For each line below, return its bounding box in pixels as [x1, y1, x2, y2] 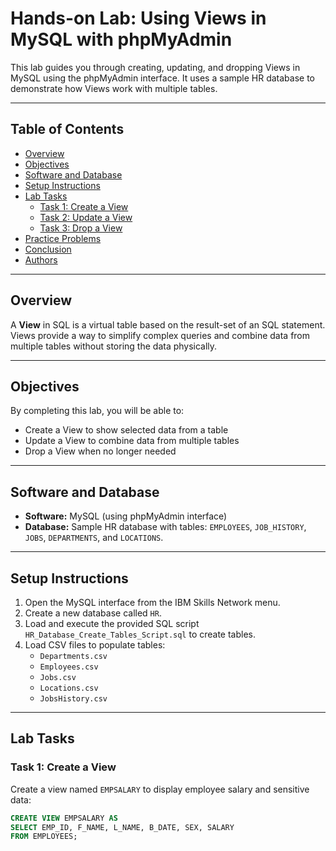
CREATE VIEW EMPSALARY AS [10, 813, 118, 823]
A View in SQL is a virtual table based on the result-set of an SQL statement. [10, 318, 326, 331]
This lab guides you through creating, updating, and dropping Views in [10, 61, 301, 73]
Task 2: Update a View [39, 211, 133, 223]
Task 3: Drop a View [39, 222, 123, 234]
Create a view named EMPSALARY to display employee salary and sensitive [10, 783, 310, 795]
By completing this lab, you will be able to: [10, 405, 185, 417]
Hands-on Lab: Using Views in [10, 7, 267, 30]
